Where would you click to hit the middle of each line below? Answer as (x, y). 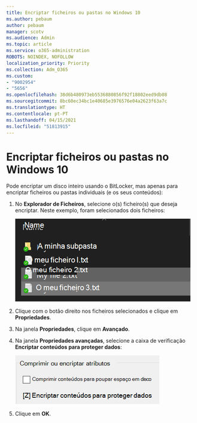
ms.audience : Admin (31, 38)
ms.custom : (20, 76)
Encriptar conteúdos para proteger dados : (68, 347)
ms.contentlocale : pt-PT (37, 114)
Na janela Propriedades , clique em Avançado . (72, 329)
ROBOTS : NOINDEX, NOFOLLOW (40, 57)
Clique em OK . (33, 414)
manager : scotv (25, 32)
